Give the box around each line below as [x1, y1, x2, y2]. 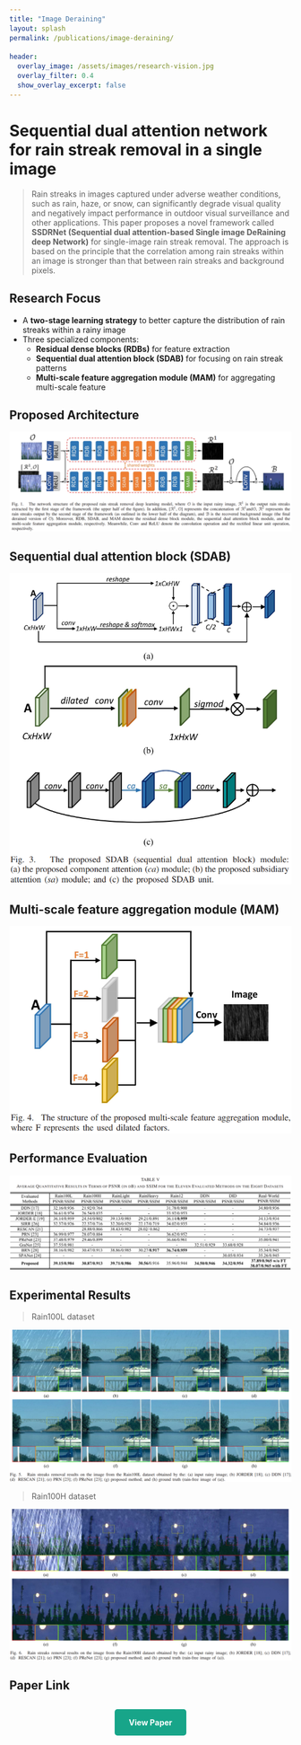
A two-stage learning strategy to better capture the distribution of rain [21, 314, 285, 325]
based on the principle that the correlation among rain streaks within [30, 245, 284, 256]
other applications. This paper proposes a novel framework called [30, 216, 275, 228]
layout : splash [9, 23, 66, 33]
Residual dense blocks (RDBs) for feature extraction [35, 343, 230, 354]
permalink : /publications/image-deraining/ [9, 33, 175, 42]
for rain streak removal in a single [9, 139, 262, 160]
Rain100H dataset [30, 1491, 97, 1502]
